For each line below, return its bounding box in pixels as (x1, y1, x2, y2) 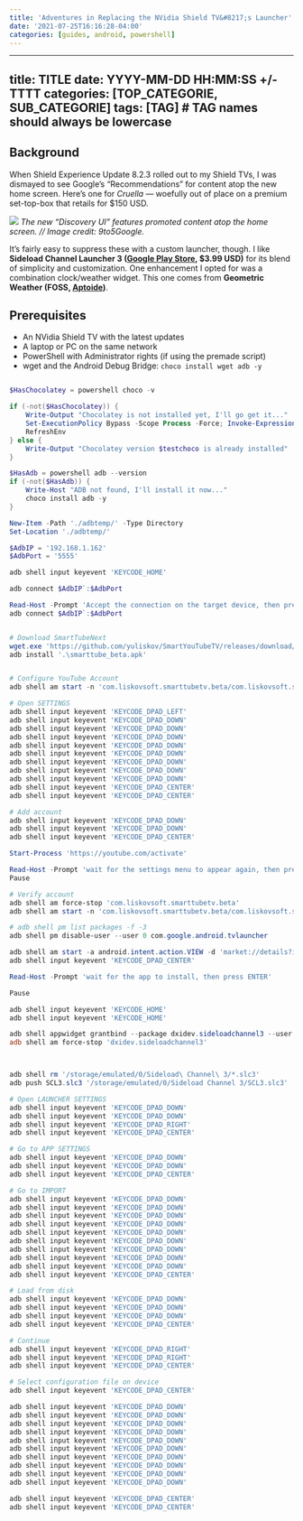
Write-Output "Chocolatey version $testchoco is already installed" (25, 444, 289, 453)
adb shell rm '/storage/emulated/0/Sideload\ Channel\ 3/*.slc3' (9, 1071, 260, 1080)
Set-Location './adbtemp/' (9, 527, 111, 536)
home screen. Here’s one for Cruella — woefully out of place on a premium (9, 188, 288, 199)
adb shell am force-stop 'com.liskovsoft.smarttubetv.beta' (9, 898, 241, 907)
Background (9, 145, 79, 161)
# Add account (9, 807, 63, 817)
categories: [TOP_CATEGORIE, (43, 86, 218, 101)
